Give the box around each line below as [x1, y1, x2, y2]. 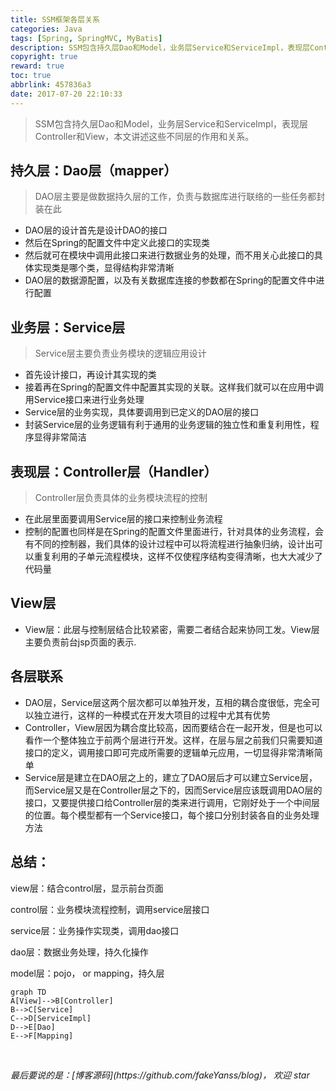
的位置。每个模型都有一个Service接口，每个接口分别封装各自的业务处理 [24, 809, 320, 821]
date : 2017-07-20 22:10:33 [10, 89, 123, 99]
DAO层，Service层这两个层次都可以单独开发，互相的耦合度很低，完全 [24, 696, 312, 708]
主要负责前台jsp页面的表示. [24, 636, 137, 648]
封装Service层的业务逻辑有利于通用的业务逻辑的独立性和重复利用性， [24, 419, 311, 431]
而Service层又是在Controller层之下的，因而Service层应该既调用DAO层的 [24, 784, 323, 796]
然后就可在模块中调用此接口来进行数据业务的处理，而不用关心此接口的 [24, 249, 315, 261]
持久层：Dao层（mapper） [10, 162, 178, 180]
